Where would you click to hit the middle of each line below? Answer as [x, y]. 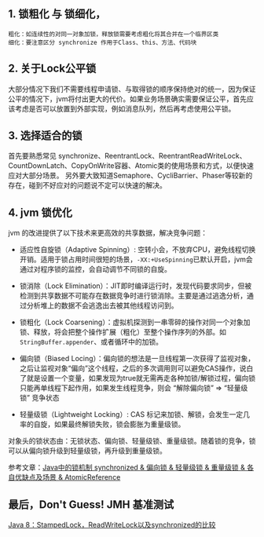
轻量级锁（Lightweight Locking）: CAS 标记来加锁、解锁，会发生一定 [131, 415]
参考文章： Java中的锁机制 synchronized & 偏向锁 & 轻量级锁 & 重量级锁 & [127, 468]
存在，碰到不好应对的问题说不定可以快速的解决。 [87, 185]
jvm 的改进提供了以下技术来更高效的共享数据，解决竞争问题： [108, 233]
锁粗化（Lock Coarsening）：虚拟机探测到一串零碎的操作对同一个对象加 [135, 322]
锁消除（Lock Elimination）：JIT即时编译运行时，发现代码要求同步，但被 [136, 286]
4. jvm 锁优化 [40, 212]
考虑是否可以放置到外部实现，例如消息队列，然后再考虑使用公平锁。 [125, 108]
